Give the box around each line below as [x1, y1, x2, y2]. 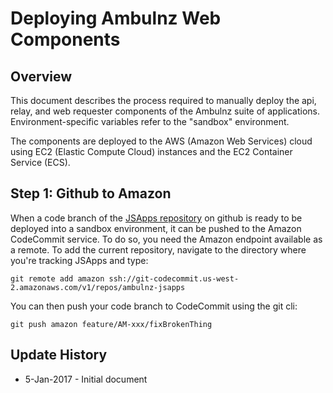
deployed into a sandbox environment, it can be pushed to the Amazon [10, 222, 302, 234]
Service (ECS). [10, 157, 71, 168]
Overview [10, 68, 73, 85]
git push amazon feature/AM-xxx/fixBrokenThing [10, 319, 213, 329]
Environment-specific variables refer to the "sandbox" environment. [10, 116, 290, 127]
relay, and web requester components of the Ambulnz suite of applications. [10, 105, 321, 117]
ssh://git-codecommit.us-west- [108, 273, 240, 284]
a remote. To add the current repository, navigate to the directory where [10, 243, 307, 256]
